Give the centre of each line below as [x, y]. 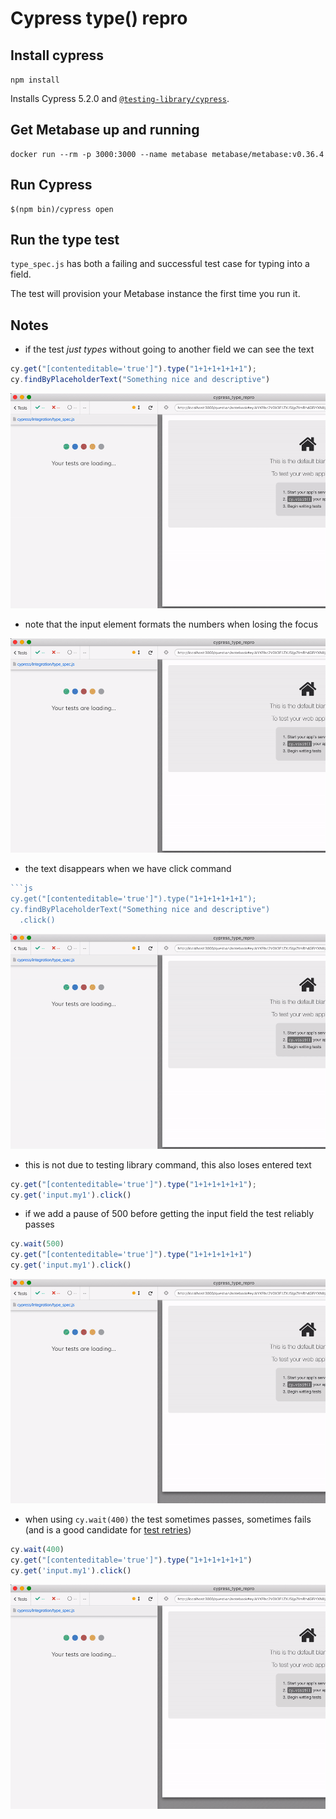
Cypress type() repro [99, 18]
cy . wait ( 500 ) [37, 1244]
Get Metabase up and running [105, 130]
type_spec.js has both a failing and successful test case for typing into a [160, 264]
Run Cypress [51, 185]
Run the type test [65, 240]
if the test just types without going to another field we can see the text [169, 349]
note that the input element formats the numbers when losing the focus [171, 624]
